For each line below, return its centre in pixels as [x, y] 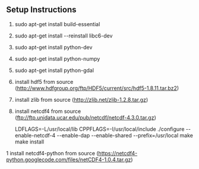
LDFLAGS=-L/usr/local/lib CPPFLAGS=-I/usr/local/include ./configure [99, 129]
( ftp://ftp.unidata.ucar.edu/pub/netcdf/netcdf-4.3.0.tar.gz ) [85, 117]
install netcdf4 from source [48, 111]
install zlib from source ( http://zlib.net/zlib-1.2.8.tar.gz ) [81, 99]
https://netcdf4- [118, 153]
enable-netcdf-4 [35, 135]
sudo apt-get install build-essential [57, 24]
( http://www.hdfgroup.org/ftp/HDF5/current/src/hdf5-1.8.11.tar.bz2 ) [97, 88]
